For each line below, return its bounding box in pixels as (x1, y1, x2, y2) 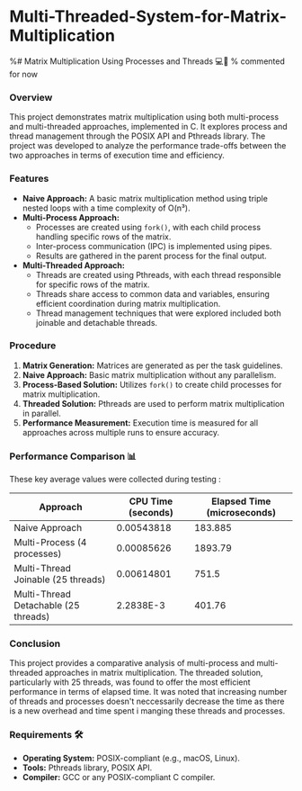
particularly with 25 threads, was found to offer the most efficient (9, 677, 251, 688)
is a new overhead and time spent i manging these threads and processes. (9, 706, 286, 716)
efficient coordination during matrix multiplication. (35, 298, 221, 309)
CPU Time (129, 495, 173, 508)
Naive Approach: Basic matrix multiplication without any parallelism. (22, 369, 277, 380)
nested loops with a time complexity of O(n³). (22, 202, 191, 213)
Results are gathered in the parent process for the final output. (35, 250, 267, 261)
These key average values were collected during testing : (9, 474, 222, 485)
